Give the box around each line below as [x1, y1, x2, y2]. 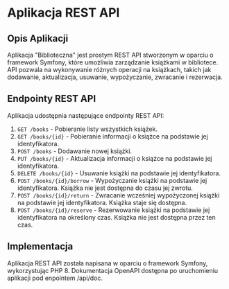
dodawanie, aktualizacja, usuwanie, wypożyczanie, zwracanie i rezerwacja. [7, 73, 223, 81]
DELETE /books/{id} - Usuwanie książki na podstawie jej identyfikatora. [17, 168, 221, 177]
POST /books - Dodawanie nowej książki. [17, 147, 133, 155]
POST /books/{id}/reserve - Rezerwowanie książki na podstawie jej [17, 206, 210, 214]
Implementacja [7, 240, 74, 252]
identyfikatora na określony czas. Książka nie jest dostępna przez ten [17, 213, 217, 221]
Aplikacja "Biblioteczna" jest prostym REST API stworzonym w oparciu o [7, 51, 214, 59]
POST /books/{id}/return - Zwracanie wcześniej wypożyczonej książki [17, 191, 220, 199]
